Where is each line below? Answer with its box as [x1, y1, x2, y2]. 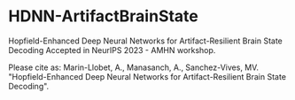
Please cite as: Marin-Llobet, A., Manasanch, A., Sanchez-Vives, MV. [8, 62, 259, 73]
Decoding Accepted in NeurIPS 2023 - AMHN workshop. [8, 44, 216, 55]
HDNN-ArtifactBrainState [8, 6, 198, 27]
